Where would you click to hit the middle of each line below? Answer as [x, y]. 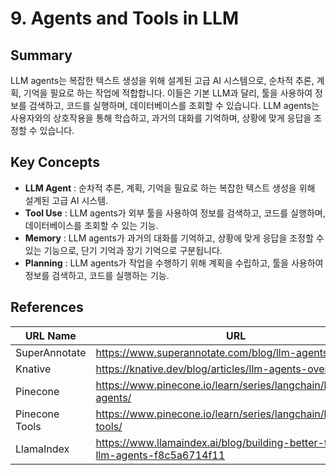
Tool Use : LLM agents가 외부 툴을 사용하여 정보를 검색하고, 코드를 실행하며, [175, 213]
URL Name [50, 335]
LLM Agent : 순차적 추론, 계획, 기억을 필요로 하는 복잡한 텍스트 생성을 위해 [170, 188]
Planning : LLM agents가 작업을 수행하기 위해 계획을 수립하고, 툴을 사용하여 [174, 263]
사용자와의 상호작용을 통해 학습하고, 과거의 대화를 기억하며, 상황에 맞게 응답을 [161, 118]
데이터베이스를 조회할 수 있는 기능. [91, 225]
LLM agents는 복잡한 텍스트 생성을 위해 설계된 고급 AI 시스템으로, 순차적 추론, [162, 80]
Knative [33, 369]
